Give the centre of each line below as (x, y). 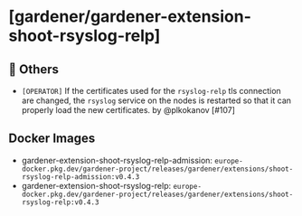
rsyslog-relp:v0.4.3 (60, 202)
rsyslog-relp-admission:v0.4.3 (80, 177)
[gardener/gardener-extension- (130, 17)
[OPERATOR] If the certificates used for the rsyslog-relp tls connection (151, 91)
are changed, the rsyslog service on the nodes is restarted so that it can (156, 100)
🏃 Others (34, 69)
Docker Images (52, 139)
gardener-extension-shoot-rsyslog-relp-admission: (117, 160)
